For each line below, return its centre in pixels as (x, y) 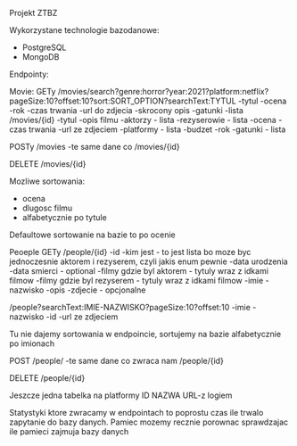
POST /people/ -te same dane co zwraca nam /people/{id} (117, 361)
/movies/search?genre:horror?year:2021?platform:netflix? (163, 91)
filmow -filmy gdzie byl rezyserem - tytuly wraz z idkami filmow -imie (136, 281)
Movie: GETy (33, 91)
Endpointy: (29, 74)
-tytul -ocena (262, 101)
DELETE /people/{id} (47, 378)
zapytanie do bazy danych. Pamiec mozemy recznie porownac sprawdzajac (149, 422)
